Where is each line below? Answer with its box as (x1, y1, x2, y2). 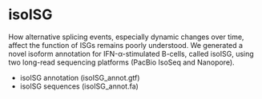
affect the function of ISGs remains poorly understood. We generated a (8, 40, 243, 49)
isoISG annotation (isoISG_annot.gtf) (19, 73, 140, 82)
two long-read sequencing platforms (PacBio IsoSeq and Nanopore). (8, 57, 235, 67)
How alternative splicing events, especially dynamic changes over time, (8, 32, 244, 42)
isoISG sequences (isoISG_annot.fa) (19, 81, 139, 91)
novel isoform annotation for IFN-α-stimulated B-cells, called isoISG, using (8, 49, 254, 58)
